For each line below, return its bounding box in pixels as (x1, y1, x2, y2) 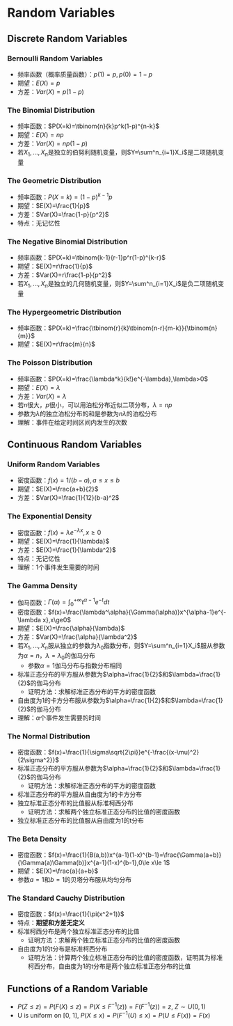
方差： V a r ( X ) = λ (17, 392, 67, 400)
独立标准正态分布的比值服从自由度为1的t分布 (17, 816, 145, 824)
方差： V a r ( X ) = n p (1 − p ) (17, 139, 88, 148)
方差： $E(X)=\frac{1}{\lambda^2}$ (17, 546, 116, 554)
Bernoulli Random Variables (7, 54, 103, 63)
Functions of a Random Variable (7, 983, 148, 995)
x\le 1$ (150, 858, 170, 867)
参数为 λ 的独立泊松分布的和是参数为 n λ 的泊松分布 (17, 409, 158, 418)
